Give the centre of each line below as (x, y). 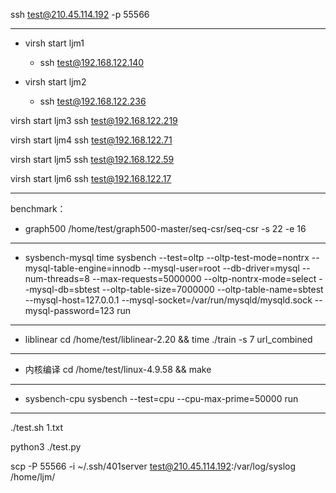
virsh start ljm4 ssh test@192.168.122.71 (91, 140)
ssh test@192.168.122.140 (92, 62)
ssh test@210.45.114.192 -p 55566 (80, 14)
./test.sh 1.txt (37, 427)
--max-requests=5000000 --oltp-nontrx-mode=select (204, 278)
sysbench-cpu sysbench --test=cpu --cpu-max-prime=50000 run (161, 398)
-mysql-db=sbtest (62, 289)
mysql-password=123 (69, 310)
